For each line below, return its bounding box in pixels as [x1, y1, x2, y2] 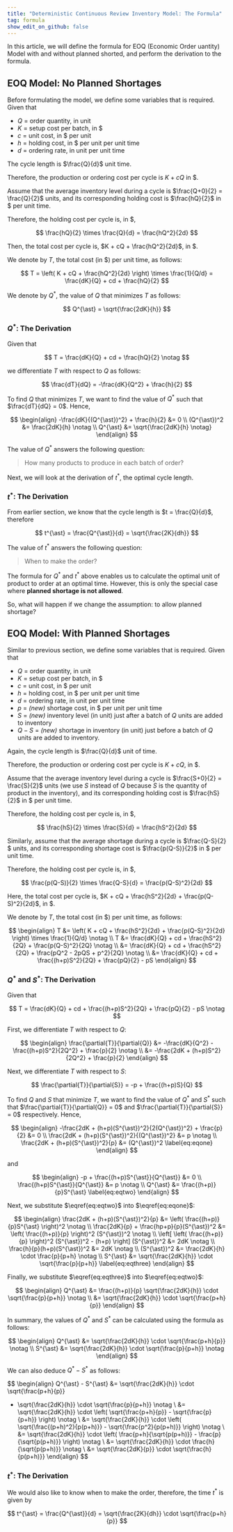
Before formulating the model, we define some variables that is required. [7, 95, 215, 105]
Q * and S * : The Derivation [7, 974, 96, 985]
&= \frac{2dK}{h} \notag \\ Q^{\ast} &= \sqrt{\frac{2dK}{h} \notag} [22, 423, 212, 431]
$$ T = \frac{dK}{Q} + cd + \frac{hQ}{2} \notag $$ [44, 353, 190, 361]
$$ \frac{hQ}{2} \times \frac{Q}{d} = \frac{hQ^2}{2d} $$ [35, 229, 198, 237]
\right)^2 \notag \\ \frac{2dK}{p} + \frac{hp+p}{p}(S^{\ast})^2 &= [40, 1222, 226, 1230]
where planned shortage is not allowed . [7, 586, 124, 595]
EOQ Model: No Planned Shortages [7, 77, 162, 89]
